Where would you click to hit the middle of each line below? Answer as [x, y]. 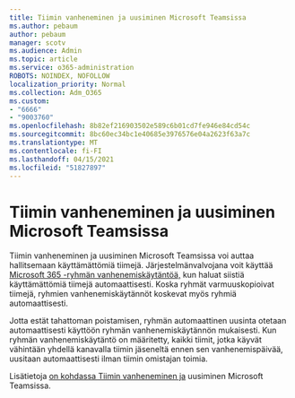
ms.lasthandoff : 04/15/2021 [62, 159]
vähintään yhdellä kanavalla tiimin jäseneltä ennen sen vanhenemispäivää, [147, 350]
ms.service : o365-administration [72, 68]
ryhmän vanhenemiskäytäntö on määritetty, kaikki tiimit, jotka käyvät [136, 340]
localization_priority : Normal [68, 84]
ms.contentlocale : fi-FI [56, 151]
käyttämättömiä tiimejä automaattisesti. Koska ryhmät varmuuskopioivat [142, 284]
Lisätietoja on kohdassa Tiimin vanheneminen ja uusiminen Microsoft [136, 376]
